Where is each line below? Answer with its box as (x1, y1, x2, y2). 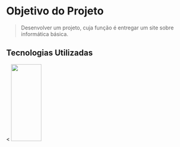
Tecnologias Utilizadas (6, 48, 93, 58)
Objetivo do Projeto (6, 4, 104, 18)
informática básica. (20, 30, 69, 37)
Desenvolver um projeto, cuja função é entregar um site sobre (20, 24, 174, 31)
